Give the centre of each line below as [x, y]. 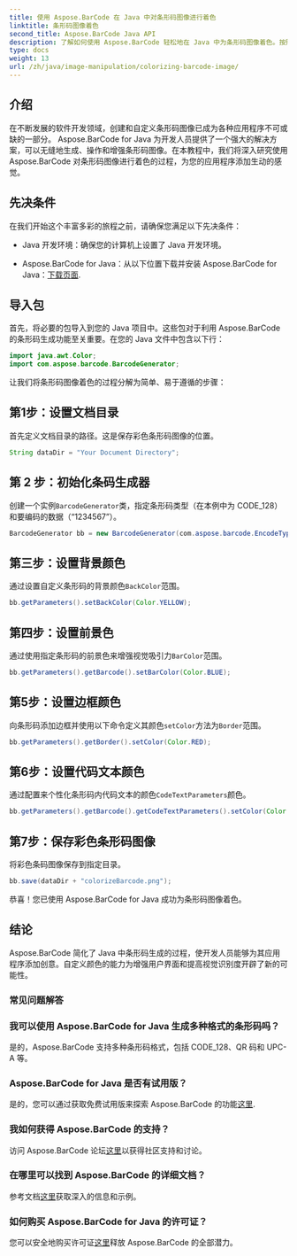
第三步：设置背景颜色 [67, 563]
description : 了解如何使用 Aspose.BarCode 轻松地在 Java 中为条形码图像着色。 [145, 42]
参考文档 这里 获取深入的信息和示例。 [75, 1196]
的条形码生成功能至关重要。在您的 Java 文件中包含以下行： [117, 339]
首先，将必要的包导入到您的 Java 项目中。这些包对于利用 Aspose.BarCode [145, 328]
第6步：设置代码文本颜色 [77, 771]
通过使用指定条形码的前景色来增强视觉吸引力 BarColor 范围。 [118, 655]
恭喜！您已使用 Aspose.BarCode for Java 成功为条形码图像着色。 [128, 899]
